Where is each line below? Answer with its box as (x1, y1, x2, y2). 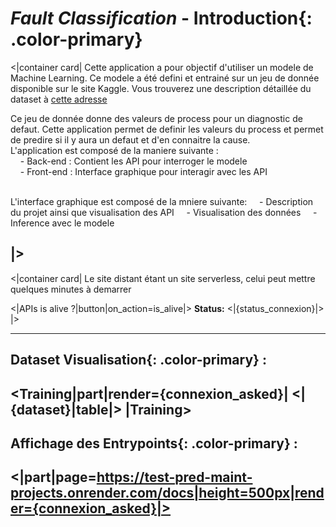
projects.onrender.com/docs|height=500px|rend (10, 485, 325, 502)
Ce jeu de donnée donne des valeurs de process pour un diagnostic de (10, 112, 303, 124)
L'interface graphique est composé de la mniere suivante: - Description (10, 195, 314, 207)
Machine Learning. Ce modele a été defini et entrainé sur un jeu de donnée (10, 72, 320, 84)
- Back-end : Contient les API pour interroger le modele (19, 155, 248, 167)
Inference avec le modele (10, 217, 115, 229)
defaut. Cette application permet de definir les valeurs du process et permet (10, 123, 324, 135)
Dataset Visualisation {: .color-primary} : (10, 352, 267, 369)
